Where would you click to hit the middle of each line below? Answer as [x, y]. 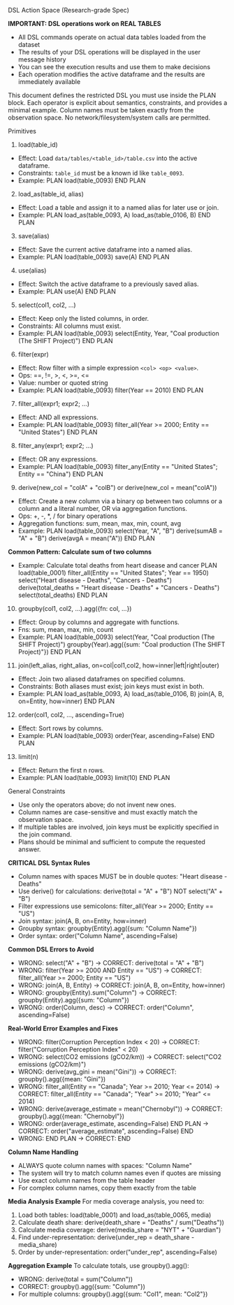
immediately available [49, 82]
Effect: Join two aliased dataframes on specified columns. [102, 679]
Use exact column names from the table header [87, 1180]
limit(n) [28, 757]
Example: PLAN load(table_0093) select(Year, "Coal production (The [116, 637]
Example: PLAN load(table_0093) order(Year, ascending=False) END [116, 736]
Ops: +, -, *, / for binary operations [68, 516]
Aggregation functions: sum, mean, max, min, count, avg [100, 523]
